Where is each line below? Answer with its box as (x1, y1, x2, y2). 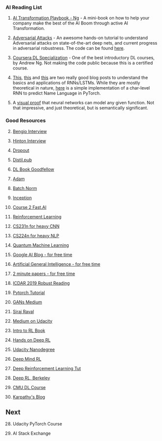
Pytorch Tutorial (12, 289, 46, 295)
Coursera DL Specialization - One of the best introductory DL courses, (12, 55, 155, 61)
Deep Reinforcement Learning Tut (12, 365, 81, 371)
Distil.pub (12, 157, 32, 162)
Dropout (12, 147, 30, 153)
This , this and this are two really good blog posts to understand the (12, 75, 148, 81)
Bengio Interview (12, 128, 47, 134)
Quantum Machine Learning (12, 242, 69, 248)
